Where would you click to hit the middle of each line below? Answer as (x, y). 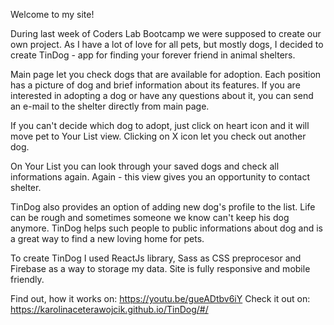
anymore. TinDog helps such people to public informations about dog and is (167, 228)
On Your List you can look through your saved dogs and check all (145, 166)
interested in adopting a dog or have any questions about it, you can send (162, 95)
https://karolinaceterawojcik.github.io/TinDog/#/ (109, 309)
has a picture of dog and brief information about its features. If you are (155, 85)
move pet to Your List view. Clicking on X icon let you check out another (158, 136)
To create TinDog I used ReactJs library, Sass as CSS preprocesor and (156, 258)
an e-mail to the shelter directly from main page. (110, 106)
